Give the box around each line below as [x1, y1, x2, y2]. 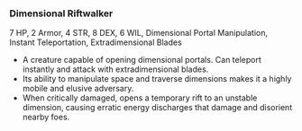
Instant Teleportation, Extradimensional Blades [9, 37, 182, 48]
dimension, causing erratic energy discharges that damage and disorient [22, 102, 293, 113]
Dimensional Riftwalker [9, 7, 114, 20]
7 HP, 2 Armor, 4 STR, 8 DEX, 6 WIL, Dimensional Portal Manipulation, [9, 28, 269, 39]
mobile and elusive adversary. [22, 83, 134, 94]
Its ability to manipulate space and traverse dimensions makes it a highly [22, 74, 292, 84]
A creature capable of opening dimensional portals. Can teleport [22, 55, 261, 65]
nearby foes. [22, 111, 70, 123]
